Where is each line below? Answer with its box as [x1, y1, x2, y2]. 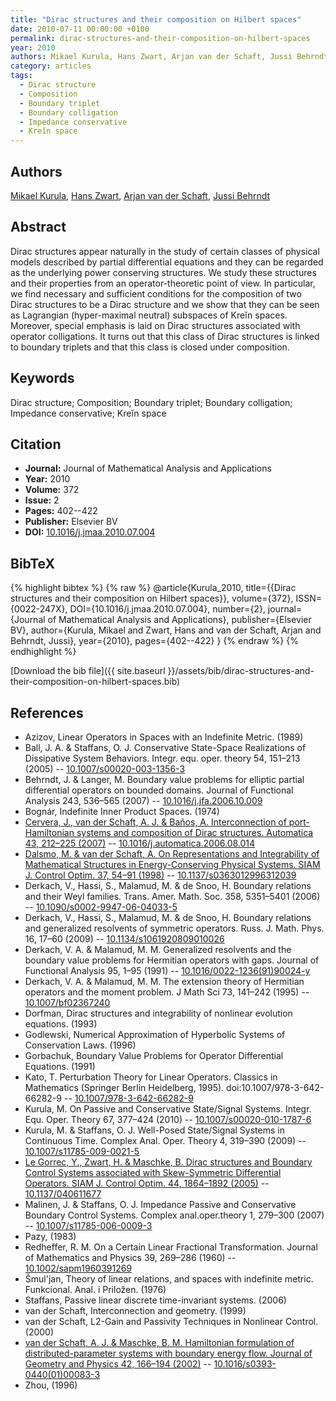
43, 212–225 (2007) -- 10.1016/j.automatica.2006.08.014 [24, 837, 256, 849]
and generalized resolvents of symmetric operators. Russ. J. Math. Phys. [24, 922, 325, 934]
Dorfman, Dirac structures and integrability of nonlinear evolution [24, 1007, 293, 1019]
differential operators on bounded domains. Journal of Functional [24, 784, 294, 796]
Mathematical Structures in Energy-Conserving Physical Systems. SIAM [24, 859, 321, 870]
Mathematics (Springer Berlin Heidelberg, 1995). [24, 1082, 225, 1093]
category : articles [10, 61, 92, 71]
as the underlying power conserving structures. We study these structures [10, 266, 317, 278]
